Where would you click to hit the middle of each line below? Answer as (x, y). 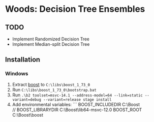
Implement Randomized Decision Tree (51, 39)
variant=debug (27, 99)
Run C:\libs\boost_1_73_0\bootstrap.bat (54, 90)
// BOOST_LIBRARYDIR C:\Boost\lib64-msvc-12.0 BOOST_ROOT (77, 110)
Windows (17, 74)
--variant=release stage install (77, 99)
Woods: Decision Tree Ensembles (75, 9)
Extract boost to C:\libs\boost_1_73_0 (51, 84)
